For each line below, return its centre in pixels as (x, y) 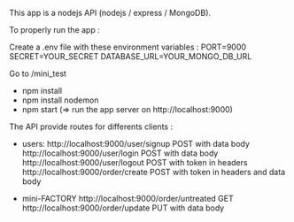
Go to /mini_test (38, 73)
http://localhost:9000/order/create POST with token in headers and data (154, 172)
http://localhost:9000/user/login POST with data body (120, 153)
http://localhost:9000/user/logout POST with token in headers (135, 162)
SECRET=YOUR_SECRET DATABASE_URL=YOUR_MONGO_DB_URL (131, 56)
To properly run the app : (54, 30)
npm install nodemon (60, 100)
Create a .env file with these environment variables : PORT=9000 (128, 47)
